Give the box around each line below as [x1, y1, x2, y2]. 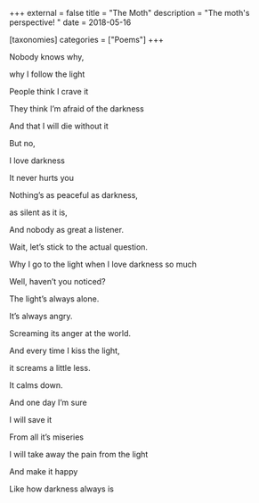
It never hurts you [9, 173, 74, 183]
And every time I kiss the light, [9, 345, 120, 356]
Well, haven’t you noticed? [9, 276, 106, 286]
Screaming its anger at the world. [9, 328, 132, 338]
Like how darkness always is [9, 483, 114, 494]
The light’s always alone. [9, 293, 100, 304]
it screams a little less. [9, 363, 91, 373]
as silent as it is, [9, 207, 69, 218]
